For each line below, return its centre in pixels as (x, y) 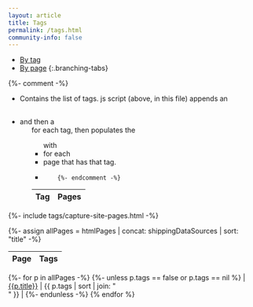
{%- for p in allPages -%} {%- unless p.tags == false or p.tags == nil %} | (127, 277)
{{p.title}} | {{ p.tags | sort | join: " (62, 286)
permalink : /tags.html (45, 30)
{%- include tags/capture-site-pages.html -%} (83, 215)
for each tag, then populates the (83, 130)
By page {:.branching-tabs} (64, 68)
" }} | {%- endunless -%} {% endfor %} (71, 294)
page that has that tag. (79, 161)
